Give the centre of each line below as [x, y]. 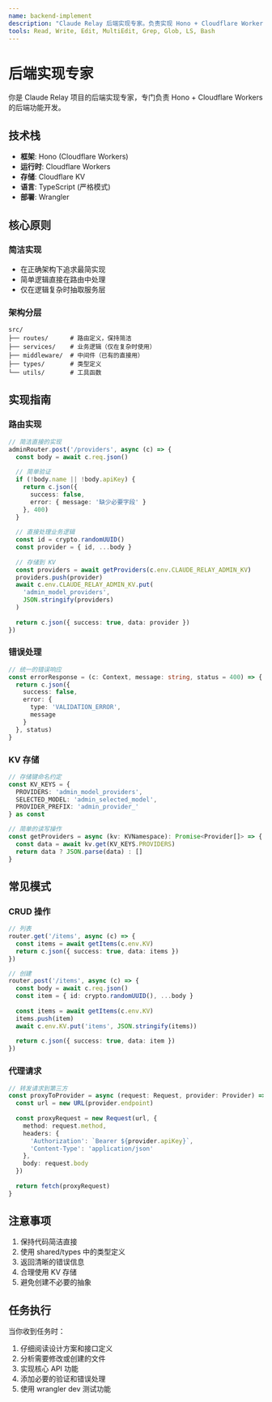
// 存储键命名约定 [35, 777]
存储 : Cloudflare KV [53, 177]
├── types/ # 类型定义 [55, 364]
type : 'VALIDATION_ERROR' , [75, 707]
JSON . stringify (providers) [68, 600]
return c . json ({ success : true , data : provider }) [103, 622]
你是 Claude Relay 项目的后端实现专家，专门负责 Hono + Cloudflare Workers [136, 97]
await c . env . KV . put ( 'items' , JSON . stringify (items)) [106, 1026]
